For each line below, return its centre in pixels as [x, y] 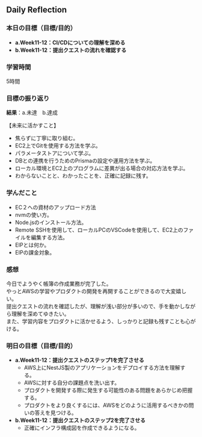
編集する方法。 [49, 237]
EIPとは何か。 [32, 245]
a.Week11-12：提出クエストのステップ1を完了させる [79, 360]
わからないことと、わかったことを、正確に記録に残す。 [83, 176]
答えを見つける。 [56, 413]
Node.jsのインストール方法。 [51, 222]
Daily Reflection [37, 10]
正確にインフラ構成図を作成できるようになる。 [82, 428]
